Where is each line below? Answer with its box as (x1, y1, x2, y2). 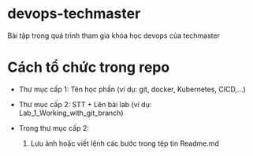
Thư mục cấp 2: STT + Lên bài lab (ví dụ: (18, 99, 152, 109)
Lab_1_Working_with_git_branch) (18, 108, 124, 117)
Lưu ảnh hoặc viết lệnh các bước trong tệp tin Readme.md (30, 139, 220, 148)
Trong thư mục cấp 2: (18, 123, 90, 132)
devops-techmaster (7, 5, 141, 23)
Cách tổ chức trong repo (7, 58, 170, 76)
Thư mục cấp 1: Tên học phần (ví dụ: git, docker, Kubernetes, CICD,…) (18, 84, 246, 94)
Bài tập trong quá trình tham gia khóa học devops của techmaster (7, 31, 220, 40)
